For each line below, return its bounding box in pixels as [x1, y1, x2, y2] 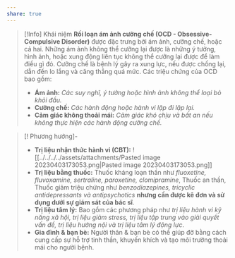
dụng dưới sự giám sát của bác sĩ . [34, 198, 135, 207]
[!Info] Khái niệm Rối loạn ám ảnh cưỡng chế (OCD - [23, 30, 176, 38]
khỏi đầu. [34, 96, 62, 104]
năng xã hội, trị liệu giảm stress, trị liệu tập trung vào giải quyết [34, 213, 219, 221]
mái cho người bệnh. [34, 242, 95, 251]
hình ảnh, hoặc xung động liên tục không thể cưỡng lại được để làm [23, 52, 220, 61]
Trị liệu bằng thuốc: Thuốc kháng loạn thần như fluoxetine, [34, 168, 207, 176]
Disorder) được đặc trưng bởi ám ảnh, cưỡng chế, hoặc [61, 37, 222, 46]
